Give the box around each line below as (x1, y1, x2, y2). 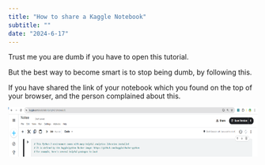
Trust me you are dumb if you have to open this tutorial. (8, 52, 189, 62)
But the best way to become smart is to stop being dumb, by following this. (8, 67, 252, 77)
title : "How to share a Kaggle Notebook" (8, 13, 147, 21)
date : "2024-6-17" (8, 29, 69, 37)
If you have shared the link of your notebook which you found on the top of (8, 83, 253, 93)
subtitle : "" (8, 21, 51, 29)
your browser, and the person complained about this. (8, 91, 181, 101)
